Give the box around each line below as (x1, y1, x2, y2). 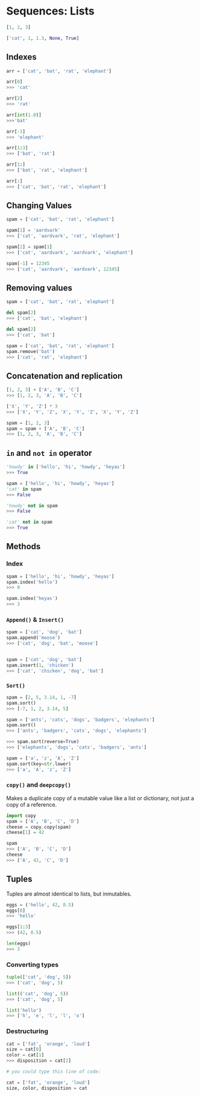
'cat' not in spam (6, 519, 52, 526)
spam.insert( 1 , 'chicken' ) (6, 662, 74, 668)
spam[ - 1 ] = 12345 (6, 260, 50, 267)
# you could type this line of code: (6, 1069, 101, 1075)
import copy (6, 812, 36, 819)
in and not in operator (6, 448, 92, 458)
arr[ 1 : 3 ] (6, 145, 28, 151)
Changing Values (6, 201, 72, 211)
